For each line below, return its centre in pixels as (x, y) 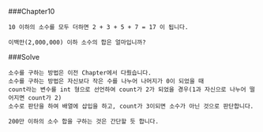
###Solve (24, 57)
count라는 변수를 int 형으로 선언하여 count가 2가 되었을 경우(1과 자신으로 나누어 (127, 90)
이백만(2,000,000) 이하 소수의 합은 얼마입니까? (77, 42)
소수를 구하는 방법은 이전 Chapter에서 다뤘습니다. (80, 73)
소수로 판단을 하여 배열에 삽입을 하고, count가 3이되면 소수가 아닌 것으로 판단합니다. (131, 106)
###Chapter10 (32, 11)
